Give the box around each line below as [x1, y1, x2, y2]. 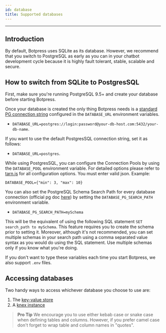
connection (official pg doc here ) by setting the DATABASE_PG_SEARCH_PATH [5, 194, 153, 200]
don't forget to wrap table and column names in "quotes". [17, 322, 134, 328]
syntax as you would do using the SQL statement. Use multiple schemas [5, 239, 152, 245]
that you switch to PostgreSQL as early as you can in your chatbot [5, 53, 140, 59]
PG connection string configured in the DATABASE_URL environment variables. [5, 111, 160, 117]
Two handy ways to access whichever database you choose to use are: [5, 287, 151, 293]
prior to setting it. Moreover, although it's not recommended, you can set [5, 229, 153, 235]
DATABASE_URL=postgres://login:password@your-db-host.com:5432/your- [12, 122, 159, 127]
